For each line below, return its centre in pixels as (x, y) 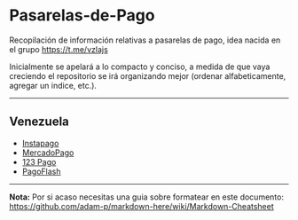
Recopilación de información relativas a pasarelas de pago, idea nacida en (145, 40)
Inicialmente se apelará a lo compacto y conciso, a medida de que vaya (140, 67)
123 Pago (39, 161)
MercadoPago (48, 153)
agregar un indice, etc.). (53, 85)
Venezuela (39, 122)
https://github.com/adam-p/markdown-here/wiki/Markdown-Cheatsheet (142, 206)
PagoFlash (41, 171)
